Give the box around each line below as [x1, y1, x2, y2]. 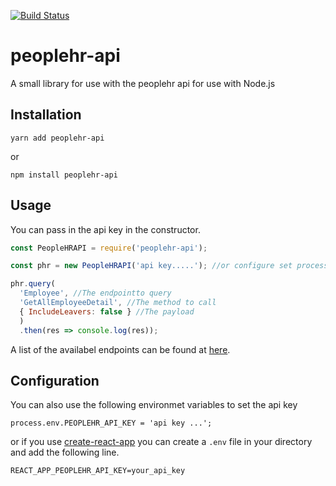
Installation [10, 106, 82, 124]
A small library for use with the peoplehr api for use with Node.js [10, 77, 276, 89]
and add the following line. [10, 446, 120, 459]
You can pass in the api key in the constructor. [10, 223, 201, 235]
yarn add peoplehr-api [10, 133, 105, 143]
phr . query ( [10, 279, 56, 289]
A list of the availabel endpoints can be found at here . [10, 343, 231, 355]
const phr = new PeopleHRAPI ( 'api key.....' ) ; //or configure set [10, 261, 293, 271]
